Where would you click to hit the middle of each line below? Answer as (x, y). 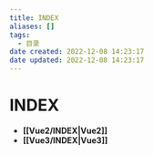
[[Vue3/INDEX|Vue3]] (65, 140)
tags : (20, 35)
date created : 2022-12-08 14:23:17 (77, 52)
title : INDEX (34, 18)
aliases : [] (32, 26)
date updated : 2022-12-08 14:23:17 (77, 60)
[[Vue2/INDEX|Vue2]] (65, 130)
